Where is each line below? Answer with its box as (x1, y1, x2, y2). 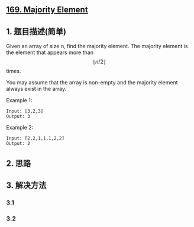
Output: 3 (6, 113, 31, 119)
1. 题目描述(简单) (6, 26, 67, 36)
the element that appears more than (6, 49, 93, 56)
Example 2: (6, 124, 34, 131)
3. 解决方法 (6, 180, 47, 190)
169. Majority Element (6, 5, 88, 15)
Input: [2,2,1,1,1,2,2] (6, 135, 65, 141)
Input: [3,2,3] (6, 108, 44, 115)
